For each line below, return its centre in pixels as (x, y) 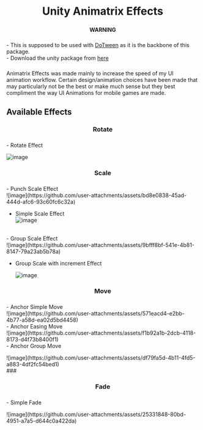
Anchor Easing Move (36, 326)
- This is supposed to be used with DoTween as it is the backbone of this (98, 45)
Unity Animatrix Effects (103, 11)
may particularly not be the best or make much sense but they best (91, 86)
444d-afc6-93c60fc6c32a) (41, 202)
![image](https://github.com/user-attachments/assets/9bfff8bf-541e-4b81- (100, 245)
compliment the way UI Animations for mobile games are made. (86, 92)
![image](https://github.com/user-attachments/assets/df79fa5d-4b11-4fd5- (101, 358)
